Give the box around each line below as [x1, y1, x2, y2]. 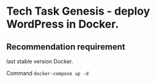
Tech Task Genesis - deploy [6, 4, 150, 18]
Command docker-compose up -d [6, 70, 89, 77]
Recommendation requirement [6, 41, 125, 52]
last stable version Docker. [6, 58, 73, 65]
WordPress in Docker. [6, 17, 119, 31]
